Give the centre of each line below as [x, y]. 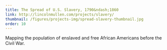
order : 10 [16, 24]
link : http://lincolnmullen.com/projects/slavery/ [60, 14]
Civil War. [15, 43]
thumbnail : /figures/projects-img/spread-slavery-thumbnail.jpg [74, 19]
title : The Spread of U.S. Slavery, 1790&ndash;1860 [62, 10]
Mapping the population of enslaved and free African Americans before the [83, 38]
